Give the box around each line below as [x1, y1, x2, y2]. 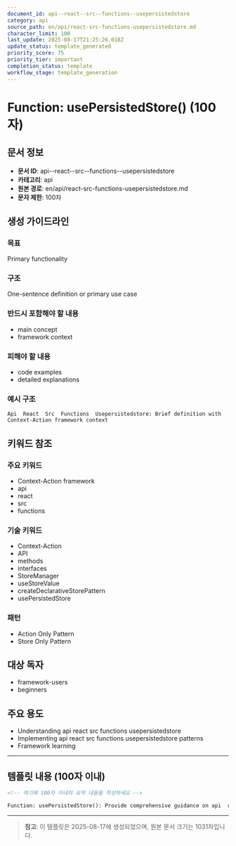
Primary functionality [7, 254, 68, 263]
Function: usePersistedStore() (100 [7, 99, 216, 115]
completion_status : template [7, 63, 93, 70]
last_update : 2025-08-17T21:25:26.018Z [7, 37, 124, 44]
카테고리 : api [17, 175, 53, 183]
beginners [17, 686, 47, 694]
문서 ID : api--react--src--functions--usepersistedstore [17, 167, 175, 175]
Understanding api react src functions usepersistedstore [17, 727, 181, 735]
